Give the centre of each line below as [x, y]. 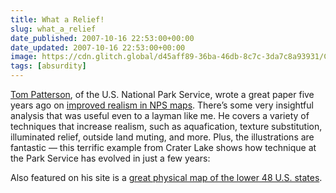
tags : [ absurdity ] [48, 66]
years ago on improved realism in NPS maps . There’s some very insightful [162, 105]
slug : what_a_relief [53, 29]
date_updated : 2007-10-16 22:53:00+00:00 [98, 47]
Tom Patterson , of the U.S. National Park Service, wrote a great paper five [162, 94]
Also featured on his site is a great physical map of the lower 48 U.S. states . [166, 177]
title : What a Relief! [57, 19]
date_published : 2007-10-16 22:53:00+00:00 [102, 38]
